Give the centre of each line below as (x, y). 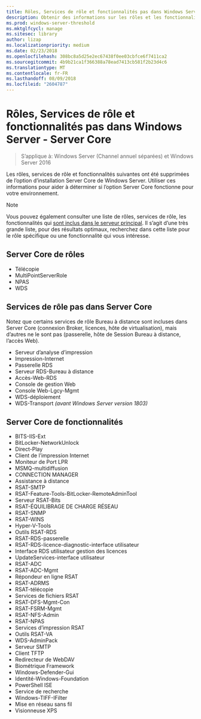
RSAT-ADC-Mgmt (36, 570)
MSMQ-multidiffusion (41, 468)
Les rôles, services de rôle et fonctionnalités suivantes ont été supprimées (98, 174)
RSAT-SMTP (30, 487)
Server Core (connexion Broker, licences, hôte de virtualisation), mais (92, 328)
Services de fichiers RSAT (47, 596)
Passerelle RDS (33, 365)
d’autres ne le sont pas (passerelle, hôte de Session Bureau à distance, (94, 334)
